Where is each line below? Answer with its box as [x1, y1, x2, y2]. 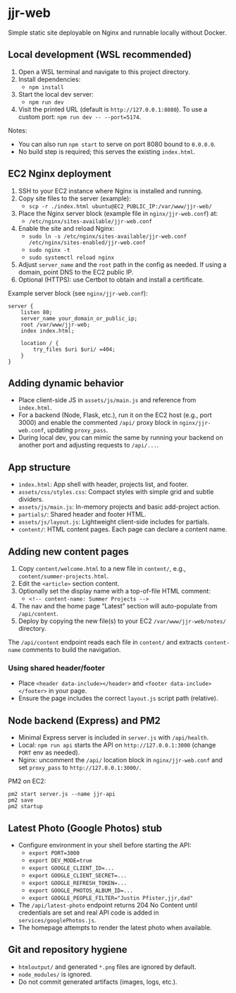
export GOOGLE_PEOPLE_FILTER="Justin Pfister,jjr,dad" [28, 894, 193, 901]
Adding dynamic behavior [8, 377, 124, 389]
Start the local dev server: [18, 90, 94, 98]
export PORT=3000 [28, 849, 80, 857]
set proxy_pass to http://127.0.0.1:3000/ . [18, 764, 142, 772]
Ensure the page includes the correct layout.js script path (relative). [18, 694, 218, 703]
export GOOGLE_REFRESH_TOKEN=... [28, 879, 128, 886]
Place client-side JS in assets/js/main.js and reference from [18, 396, 197, 404]
